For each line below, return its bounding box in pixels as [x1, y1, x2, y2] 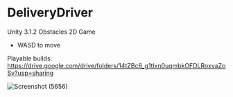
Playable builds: [7, 54, 53, 63]
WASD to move [17, 41, 61, 49]
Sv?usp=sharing [7, 69, 54, 77]
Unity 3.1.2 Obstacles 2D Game [7, 28, 96, 36]
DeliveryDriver [7, 5, 94, 21]
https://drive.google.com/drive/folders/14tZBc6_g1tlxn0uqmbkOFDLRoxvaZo [7, 61, 226, 69]
